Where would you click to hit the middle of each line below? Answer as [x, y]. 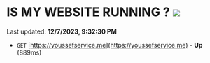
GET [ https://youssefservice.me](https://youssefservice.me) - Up [110, 45]
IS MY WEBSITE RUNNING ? [89, 12]
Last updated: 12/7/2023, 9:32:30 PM [62, 31]
